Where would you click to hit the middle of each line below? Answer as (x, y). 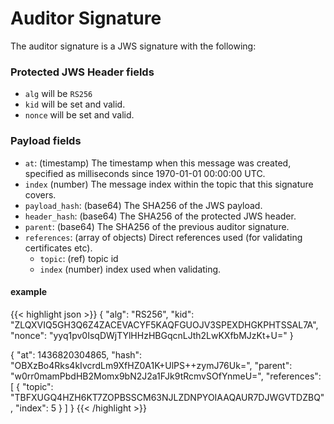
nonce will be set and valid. (79, 115)
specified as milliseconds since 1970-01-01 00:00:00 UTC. (145, 173)
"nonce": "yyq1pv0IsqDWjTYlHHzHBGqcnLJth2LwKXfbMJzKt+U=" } (152, 335)
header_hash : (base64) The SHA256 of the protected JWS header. (160, 216)
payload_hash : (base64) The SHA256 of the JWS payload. (143, 205)
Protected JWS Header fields (82, 72)
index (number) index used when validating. (130, 269)
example (29, 292)
